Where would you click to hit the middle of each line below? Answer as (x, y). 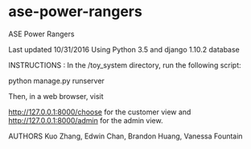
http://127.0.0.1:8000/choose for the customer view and (100, 112)
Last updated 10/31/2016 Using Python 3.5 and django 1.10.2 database (124, 49)
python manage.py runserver (56, 81)
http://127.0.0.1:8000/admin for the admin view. (86, 120)
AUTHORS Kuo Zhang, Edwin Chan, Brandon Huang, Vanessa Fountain (125, 136)
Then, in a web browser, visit (56, 96)
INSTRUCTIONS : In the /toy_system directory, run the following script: (125, 65)
